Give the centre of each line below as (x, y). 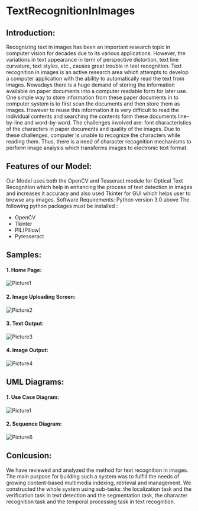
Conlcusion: (29, 456)
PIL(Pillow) (28, 230)
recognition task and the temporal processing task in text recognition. (91, 502)
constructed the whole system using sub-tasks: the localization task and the (99, 489)
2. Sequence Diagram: (34, 424)
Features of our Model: (49, 166)
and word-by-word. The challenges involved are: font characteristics (108, 122)
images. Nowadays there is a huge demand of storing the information (90, 85)
